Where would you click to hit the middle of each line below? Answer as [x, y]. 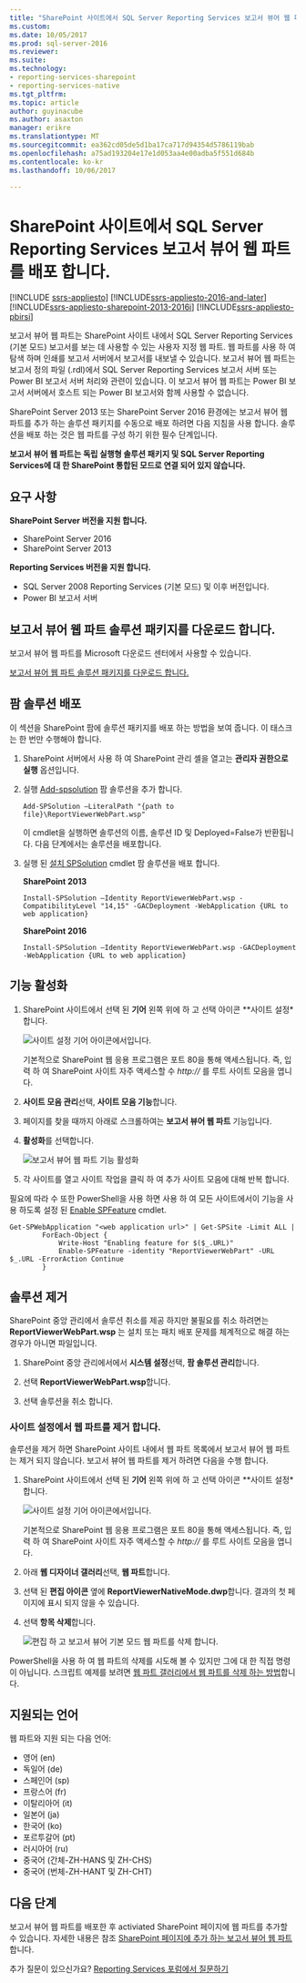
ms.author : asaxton [46, 119]
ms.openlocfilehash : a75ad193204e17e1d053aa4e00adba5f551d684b [132, 153]
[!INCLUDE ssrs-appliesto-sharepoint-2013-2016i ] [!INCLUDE [123, 307]
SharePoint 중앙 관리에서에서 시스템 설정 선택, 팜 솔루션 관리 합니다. [141, 1363]
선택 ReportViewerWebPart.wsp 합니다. [97, 1382]
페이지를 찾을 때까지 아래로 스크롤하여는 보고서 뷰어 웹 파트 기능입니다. [147, 1120]
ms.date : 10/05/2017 [49, 35]
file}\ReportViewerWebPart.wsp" [84, 814]
